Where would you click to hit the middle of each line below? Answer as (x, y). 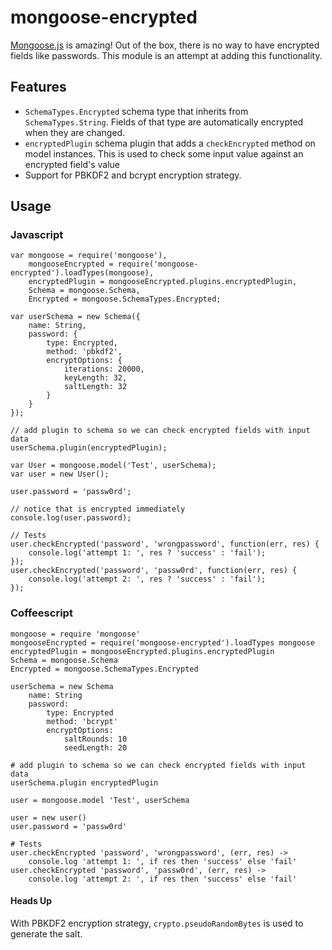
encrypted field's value (72, 164)
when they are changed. (75, 132)
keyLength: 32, (95, 378)
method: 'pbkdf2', (84, 352)
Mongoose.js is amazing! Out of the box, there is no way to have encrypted (165, 45)
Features (38, 87)
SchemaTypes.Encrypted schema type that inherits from (136, 111)
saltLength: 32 (95, 387)
